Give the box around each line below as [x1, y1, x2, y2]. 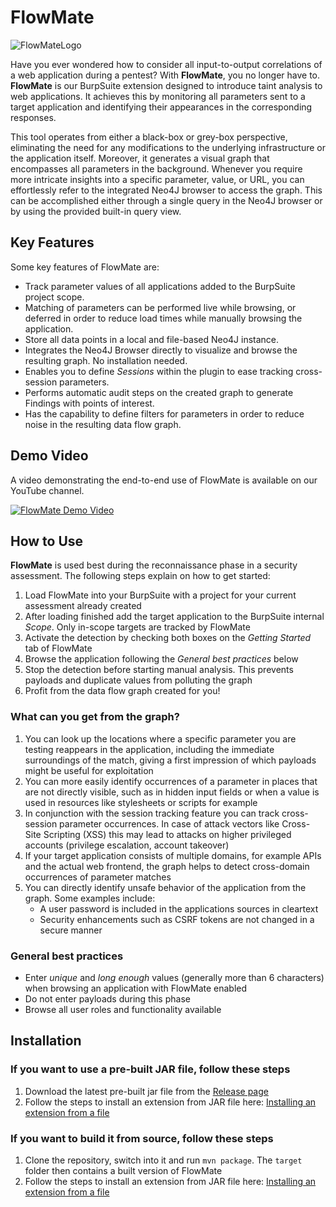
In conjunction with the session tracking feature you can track [24, 807, 280, 819]
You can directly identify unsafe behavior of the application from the [24, 881, 307, 893]
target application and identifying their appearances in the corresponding [10, 101, 313, 113]
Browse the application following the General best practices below [24, 653, 299, 665]
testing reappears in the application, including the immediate [24, 743, 275, 755]
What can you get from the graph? [10, 710, 180, 724]
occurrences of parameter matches [24, 871, 172, 883]
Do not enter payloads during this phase [24, 992, 191, 1005]
